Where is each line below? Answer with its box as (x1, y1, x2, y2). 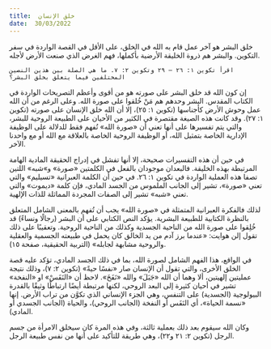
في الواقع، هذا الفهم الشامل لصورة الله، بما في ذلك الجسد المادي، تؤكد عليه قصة (9, 254, 252, 264)
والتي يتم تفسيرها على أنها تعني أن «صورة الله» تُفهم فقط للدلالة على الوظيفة (9, 121, 243, 131)
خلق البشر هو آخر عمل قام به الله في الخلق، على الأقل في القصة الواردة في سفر (9, 41, 253, 51)
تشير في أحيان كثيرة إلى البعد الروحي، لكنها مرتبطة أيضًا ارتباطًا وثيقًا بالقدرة (9, 280, 237, 290)
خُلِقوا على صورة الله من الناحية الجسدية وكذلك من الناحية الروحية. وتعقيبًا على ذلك (9, 222, 256, 232)
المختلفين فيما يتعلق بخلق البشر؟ (9, 73, 126, 81)
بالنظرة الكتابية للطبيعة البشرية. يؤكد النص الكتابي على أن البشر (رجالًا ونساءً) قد (9, 213, 249, 223)
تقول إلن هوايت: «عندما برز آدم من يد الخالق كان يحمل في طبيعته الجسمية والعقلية (9, 230, 258, 240)
